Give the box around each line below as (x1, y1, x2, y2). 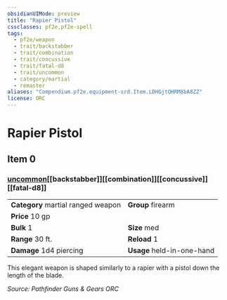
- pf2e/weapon (13, 36, 55, 43)
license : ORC (7, 95, 46, 102)
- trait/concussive (13, 56, 71, 63)
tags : (7, 29, 23, 37)
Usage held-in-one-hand (127, 245, 215, 255)
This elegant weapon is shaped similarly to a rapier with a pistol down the (7, 264, 220, 272)
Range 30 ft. (11, 234, 53, 244)
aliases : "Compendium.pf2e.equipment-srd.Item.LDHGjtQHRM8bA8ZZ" (7, 88, 202, 95)
